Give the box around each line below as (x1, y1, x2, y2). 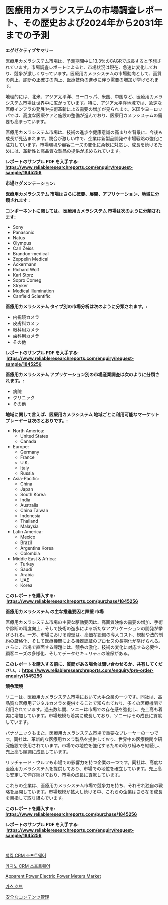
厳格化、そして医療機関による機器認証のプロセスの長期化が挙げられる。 (14, 638, 163, 644)
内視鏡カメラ (12, 314, 39, 320)
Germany (20, 449, 39, 455)
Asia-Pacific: (12, 475, 39, 481)
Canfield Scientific (12, 293, 51, 299)
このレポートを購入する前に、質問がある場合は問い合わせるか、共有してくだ (5, 661, 163, 667)
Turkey (20, 561, 35, 567)
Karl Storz (12, 272, 34, 278)
